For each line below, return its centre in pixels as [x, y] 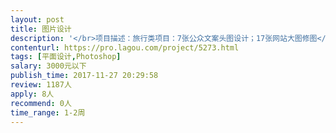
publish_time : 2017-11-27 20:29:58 [84, 76]
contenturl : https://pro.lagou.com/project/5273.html [125, 47]
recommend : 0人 [41, 103]
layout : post [37, 19]
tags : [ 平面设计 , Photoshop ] [66, 57]
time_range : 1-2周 [48, 112]
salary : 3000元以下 [48, 66]
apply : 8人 [32, 94]
